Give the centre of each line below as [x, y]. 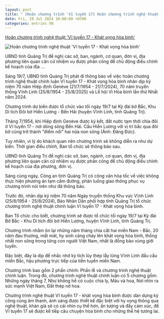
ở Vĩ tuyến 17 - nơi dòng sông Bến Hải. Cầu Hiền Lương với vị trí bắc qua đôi [82, 127]
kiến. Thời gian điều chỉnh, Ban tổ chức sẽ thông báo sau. [63, 146]
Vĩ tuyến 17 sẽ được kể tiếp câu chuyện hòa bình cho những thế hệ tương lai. [82, 311]
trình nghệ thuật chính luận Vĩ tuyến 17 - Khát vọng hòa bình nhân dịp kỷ [78, 81]
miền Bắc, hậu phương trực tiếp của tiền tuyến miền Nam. [63, 261]
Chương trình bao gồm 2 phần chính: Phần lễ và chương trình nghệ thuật [78, 270]
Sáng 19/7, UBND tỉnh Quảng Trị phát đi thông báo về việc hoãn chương [77, 76]
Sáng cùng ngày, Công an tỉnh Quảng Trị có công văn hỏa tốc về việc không [82, 176]
